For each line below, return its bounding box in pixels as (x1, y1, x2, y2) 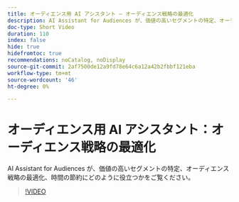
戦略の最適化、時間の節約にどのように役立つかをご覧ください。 (7, 173, 194, 181)
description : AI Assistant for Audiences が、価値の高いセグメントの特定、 (7, 17, 220, 24)
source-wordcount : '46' (7, 76, 78, 84)
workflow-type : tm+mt (7, 69, 72, 77)
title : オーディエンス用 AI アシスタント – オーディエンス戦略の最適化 (7, 10, 194, 18)
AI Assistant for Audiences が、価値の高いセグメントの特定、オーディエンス (7, 164, 230, 173)
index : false (7, 37, 46, 44)
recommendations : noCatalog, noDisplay (7, 57, 126, 64)
